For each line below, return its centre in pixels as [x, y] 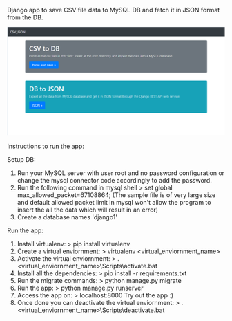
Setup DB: [21, 160]
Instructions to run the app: [46, 146]
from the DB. [25, 17]
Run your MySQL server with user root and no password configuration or [121, 173]
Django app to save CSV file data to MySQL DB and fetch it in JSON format [114, 10]
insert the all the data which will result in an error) [88, 210]
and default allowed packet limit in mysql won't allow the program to [114, 203]
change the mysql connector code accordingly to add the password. [114, 181]
